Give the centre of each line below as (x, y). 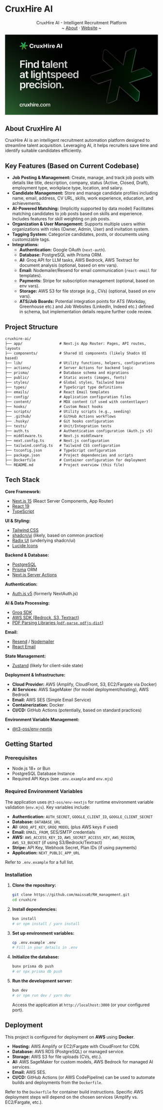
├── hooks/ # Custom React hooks (54, 406)
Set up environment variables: (43, 933)
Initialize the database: (36, 957)
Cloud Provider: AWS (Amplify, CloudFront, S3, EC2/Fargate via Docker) (84, 684)
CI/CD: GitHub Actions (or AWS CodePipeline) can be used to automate (83, 1077)
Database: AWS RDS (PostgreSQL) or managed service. (68, 1051)
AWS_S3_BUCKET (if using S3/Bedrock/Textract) (57, 842)
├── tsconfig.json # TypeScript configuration (61, 450)
